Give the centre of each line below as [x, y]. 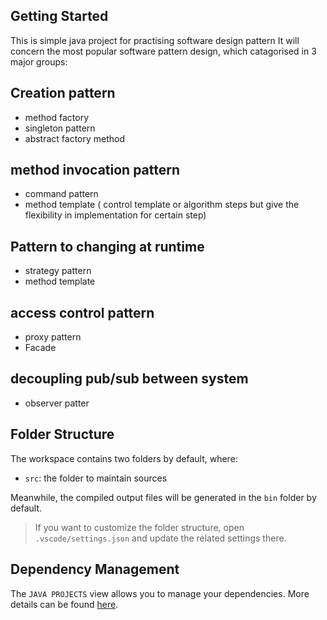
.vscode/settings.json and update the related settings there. [160, 538]
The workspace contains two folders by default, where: [124, 458]
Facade [40, 348]
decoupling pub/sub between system [129, 379]
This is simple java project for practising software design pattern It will [155, 40]
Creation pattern [63, 93]
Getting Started [59, 16]
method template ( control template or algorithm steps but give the [162, 205]
